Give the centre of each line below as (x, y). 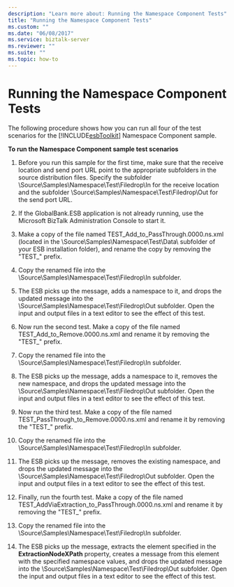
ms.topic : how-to (33, 59)
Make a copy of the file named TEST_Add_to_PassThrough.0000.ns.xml (121, 234)
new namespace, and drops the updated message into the (102, 383)
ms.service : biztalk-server (49, 40)
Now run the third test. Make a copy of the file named (95, 412)
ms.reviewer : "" (31, 46)
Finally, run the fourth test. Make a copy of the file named (101, 497)
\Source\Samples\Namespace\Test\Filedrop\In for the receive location (118, 184)
